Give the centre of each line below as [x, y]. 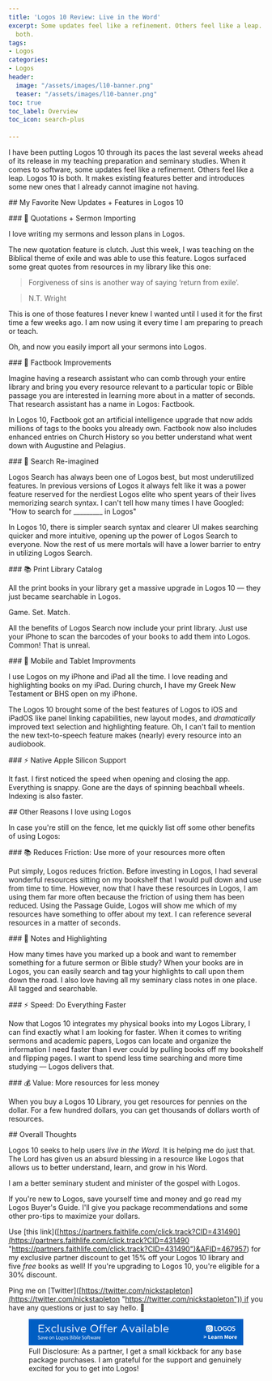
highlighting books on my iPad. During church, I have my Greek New [122, 685]
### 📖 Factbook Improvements [60, 362]
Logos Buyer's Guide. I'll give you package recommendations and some [128, 1207]
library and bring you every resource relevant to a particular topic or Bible [131, 387]
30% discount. [33, 1275]
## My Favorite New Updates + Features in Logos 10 [96, 202]
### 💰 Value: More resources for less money [84, 1083]
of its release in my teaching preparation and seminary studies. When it [127, 161]
